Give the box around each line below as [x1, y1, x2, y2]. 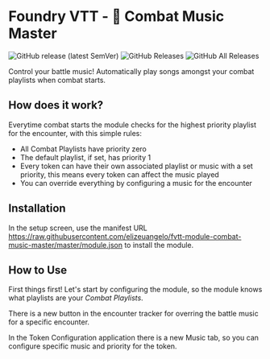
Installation [8, 201, 66, 216]
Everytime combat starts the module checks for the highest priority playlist [8, 120, 256, 130]
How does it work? [8, 98, 104, 112]
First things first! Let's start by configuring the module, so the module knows [8, 285, 263, 295]
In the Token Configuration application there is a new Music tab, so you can [8, 333, 260, 343]
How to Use [8, 263, 68, 277]
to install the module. [124, 240, 194, 250]
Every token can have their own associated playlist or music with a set [19, 161, 254, 171]
